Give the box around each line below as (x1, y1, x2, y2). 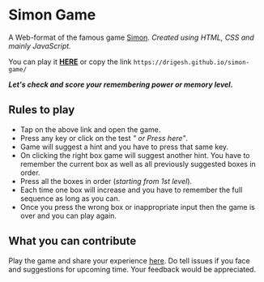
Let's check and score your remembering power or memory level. (8, 79, 233, 89)
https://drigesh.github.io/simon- (133, 58, 250, 66)
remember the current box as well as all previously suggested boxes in (19, 159, 257, 169)
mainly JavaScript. (8, 41, 71, 50)
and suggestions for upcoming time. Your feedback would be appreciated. (8, 264, 257, 274)
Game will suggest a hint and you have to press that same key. (19, 142, 229, 152)
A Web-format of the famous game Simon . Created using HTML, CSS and (8, 32, 255, 42)
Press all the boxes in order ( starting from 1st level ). (19, 176, 193, 186)
